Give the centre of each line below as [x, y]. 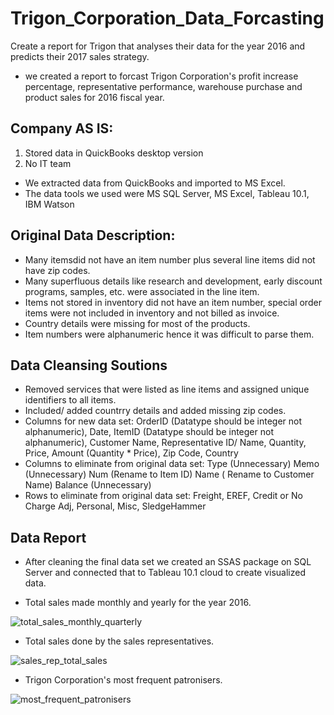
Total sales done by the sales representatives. [119, 641]
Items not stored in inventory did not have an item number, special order [173, 302]
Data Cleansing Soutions [89, 365]
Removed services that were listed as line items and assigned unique [167, 389]
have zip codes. [57, 270]
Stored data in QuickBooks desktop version [114, 153]
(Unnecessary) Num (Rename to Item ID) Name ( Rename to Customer [169, 474]
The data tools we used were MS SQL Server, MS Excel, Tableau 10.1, [167, 193]
